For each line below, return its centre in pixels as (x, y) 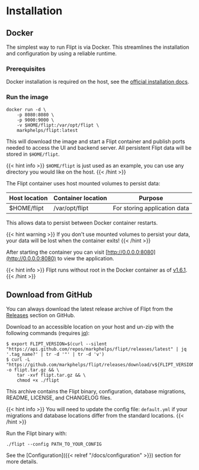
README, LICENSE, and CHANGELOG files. (59, 398)
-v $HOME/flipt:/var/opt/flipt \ (58, 125)
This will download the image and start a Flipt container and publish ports (96, 141)
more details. (22, 462)
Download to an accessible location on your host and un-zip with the (90, 327)
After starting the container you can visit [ (57, 252)
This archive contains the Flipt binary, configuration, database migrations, (96, 392)
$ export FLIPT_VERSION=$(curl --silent (57, 344)
